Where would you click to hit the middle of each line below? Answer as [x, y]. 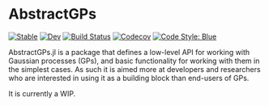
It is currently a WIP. [42, 93]
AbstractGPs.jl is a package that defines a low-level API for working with [129, 52]
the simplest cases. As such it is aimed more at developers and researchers [134, 69]
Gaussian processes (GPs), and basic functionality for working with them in [134, 61]
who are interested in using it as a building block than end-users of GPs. [129, 78]
